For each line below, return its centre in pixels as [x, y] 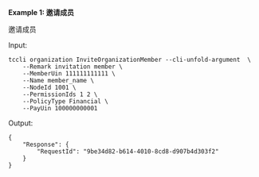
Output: [21, 123]
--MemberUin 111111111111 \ [69, 74]
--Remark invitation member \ [73, 67]
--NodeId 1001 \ [50, 87]
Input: [18, 45]
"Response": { [46, 144]
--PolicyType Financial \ [66, 102]
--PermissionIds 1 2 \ [60, 94]
